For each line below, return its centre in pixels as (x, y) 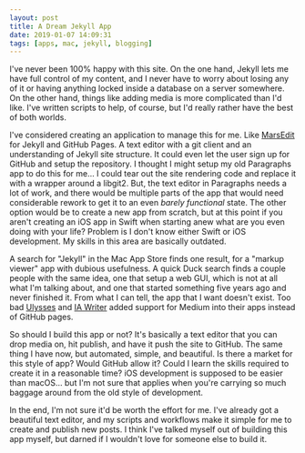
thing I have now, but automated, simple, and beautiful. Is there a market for (151, 354)
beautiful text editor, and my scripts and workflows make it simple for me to (151, 420)
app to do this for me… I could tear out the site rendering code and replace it (153, 174)
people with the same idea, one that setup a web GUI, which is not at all (143, 278)
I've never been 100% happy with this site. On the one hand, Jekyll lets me (149, 69)
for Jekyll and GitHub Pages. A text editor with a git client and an (131, 145)
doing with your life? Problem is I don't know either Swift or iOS (128, 232)
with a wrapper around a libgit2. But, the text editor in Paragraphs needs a (148, 184)
